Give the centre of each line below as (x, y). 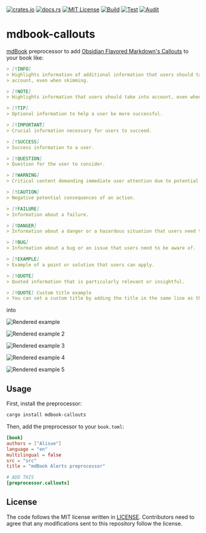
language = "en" (27, 449)
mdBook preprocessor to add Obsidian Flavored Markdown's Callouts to (97, 51)
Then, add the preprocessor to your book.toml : (65, 427)
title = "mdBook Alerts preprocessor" (56, 466)
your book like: (25, 58)
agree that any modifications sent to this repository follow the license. (94, 523)
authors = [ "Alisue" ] (34, 443)
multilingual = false (34, 455)
